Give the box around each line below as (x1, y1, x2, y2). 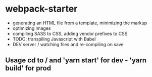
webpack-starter (5, 3, 78, 15)
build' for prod (5, 64, 52, 72)
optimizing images (12, 25, 51, 31)
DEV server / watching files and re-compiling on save (12, 41, 124, 47)
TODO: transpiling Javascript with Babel (12, 36, 96, 42)
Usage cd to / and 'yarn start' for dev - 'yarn (5, 56, 147, 65)
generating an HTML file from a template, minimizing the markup (12, 20, 147, 26)
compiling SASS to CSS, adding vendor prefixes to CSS (12, 30, 128, 36)
